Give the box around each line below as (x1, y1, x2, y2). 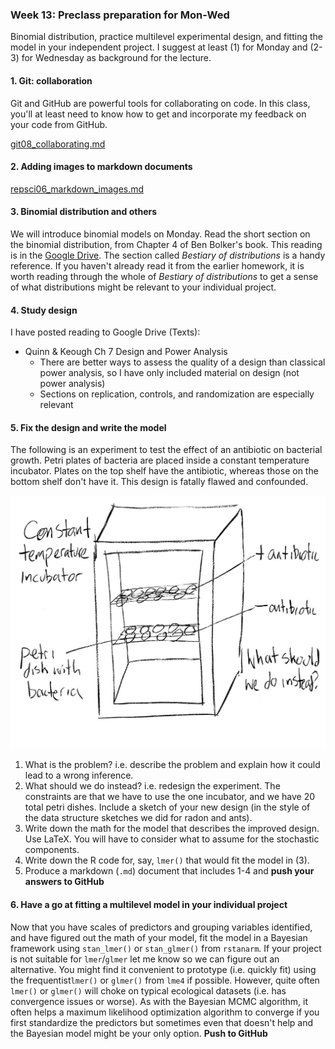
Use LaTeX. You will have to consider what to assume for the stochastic (24, 833, 320, 845)
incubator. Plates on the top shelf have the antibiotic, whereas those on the (10, 465, 319, 477)
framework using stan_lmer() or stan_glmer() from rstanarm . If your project (10, 942, 322, 954)
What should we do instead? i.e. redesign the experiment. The (24, 780, 281, 792)
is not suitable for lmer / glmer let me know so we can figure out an (10, 953, 280, 965)
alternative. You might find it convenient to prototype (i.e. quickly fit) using (10, 963, 317, 975)
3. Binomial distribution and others (10, 206, 158, 218)
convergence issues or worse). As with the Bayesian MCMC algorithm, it (10, 995, 309, 1007)
